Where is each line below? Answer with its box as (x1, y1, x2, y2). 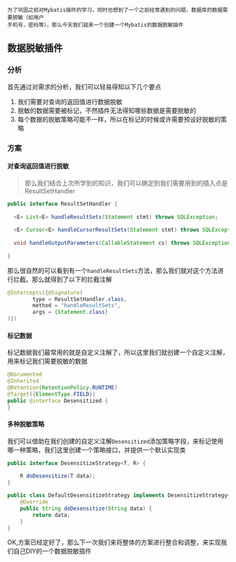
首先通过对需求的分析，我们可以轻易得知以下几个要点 (7, 82, 162, 91)
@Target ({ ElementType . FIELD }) (7, 390, 96, 397)
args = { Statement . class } (32, 309, 109, 316)
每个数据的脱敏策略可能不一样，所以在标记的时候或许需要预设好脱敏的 (17, 115, 221, 123)
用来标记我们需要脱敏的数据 (7, 357, 88, 366)
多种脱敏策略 (7, 420, 44, 428)
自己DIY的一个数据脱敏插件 (13, 547, 92, 556)
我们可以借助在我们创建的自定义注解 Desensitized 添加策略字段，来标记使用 (7, 437, 223, 445)
